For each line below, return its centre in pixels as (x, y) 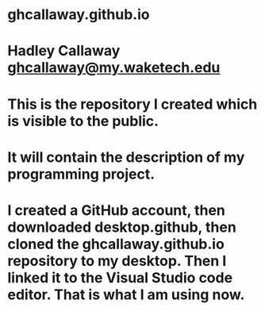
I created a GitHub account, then (116, 210)
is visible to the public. (83, 121)
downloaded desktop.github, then (122, 227)
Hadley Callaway (64, 51)
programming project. (81, 174)
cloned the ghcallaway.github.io (116, 244)
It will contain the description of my (126, 157)
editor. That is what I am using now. (126, 294)
